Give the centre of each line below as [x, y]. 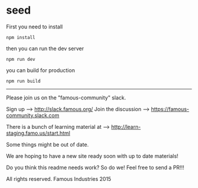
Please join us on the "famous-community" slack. [66, 98]
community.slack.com [33, 115]
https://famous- [170, 109]
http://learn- [126, 127]
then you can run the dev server [45, 48]
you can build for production [41, 70]
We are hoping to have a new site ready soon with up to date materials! [92, 156]
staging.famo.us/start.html [38, 133]
